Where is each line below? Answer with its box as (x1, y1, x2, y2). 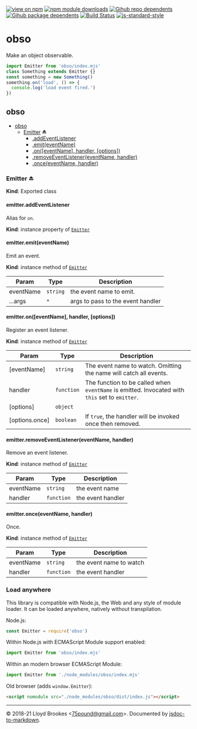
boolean (55, 416, 77, 423)
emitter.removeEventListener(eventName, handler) (6, 436, 134, 443)
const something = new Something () (6, 74, 93, 80)
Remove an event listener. (6, 449, 69, 456)
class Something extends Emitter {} (6, 68, 96, 75)
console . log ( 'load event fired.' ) (11, 85, 96, 91)
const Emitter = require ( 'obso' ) (6, 628, 88, 634)
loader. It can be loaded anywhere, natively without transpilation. (6, 605, 162, 612)
